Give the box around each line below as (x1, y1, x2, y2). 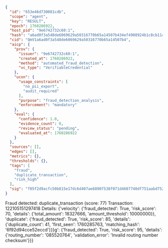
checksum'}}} (5, 237, 34, 243)
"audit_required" (23, 88, 59, 94)
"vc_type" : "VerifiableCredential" (18, 65, 93, 70)
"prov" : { (14, 47, 35, 52)
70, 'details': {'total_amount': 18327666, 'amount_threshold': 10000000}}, (5, 210, 156, 216)
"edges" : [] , (9, 149, 37, 154)
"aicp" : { (9, 42, 30, 47)
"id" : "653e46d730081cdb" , (9, 9, 66, 15)
